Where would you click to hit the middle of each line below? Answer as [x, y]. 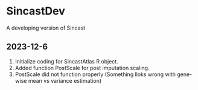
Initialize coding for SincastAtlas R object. [67, 61]
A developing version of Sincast [46, 28]
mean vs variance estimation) [65, 80]
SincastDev [36, 11]
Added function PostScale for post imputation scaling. [82, 68]
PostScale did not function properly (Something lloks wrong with [95, 74]
